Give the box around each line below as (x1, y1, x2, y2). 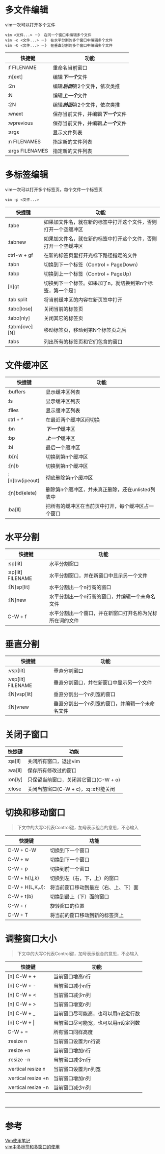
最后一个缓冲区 (46, 444, 81, 451)
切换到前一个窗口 (50, 865, 90, 872)
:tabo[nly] (7, 314, 30, 321)
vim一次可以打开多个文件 (5, 22, 55, 28)
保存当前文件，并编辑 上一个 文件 (53, 119, 127, 126)
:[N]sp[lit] (7, 583, 30, 590)
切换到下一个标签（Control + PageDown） (43, 261, 141, 268)
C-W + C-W (7, 846, 36, 853)
